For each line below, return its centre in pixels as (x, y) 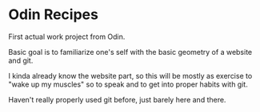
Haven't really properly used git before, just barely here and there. (117, 99)
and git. (21, 60)
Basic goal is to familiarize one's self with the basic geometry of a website (130, 52)
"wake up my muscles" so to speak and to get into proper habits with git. (128, 84)
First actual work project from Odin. (67, 37)
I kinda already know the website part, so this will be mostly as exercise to (130, 75)
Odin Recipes (53, 15)
